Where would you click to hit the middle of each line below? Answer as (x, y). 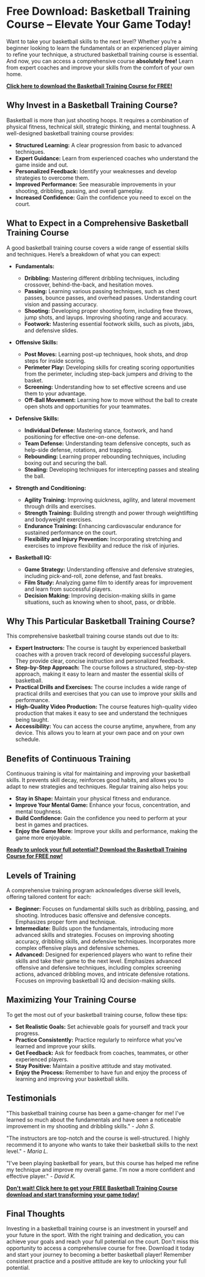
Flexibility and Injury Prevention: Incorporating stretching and (103, 539)
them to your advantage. (55, 393)
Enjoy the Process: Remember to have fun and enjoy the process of (101, 1072)
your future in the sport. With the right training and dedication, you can (95, 1235)
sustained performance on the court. (71, 532)
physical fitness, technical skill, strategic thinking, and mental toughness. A (101, 127)
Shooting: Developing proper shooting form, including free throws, (109, 310)
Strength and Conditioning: (51, 488)
